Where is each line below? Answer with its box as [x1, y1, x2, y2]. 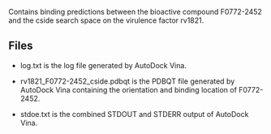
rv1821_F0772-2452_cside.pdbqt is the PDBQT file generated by [19, 76, 235, 86]
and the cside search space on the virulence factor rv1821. [8, 15, 204, 25]
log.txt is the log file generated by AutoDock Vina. [19, 60, 187, 70]
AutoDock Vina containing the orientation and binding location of [19, 84, 238, 94]
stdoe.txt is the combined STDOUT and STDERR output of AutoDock [19, 109, 249, 119]
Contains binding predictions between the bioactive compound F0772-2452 [8, 7, 262, 16]
